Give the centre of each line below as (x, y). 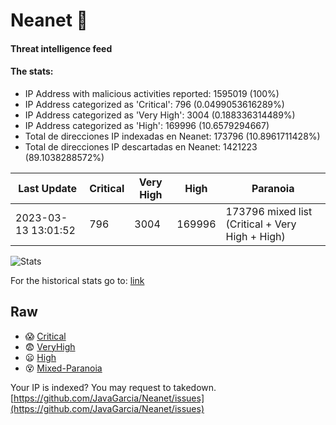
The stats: (32, 71)
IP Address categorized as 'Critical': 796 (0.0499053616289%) (154, 104)
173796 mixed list (269, 211)
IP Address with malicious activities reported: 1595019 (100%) (152, 93)
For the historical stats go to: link (77, 280)
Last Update (48, 188)
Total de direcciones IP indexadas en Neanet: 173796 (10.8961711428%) (172, 136)
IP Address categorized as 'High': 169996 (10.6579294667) (147, 125)
